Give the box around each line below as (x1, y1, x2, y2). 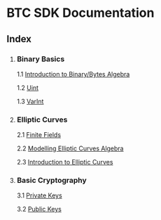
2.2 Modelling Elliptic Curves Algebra (16, 144, 124, 153)
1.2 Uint (16, 83, 39, 92)
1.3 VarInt (16, 97, 44, 105)
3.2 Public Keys (16, 205, 62, 214)
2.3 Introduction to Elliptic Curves (16, 158, 113, 167)
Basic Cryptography (16, 176, 87, 186)
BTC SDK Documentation (6, 5, 155, 21)
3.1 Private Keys (16, 191, 62, 200)
